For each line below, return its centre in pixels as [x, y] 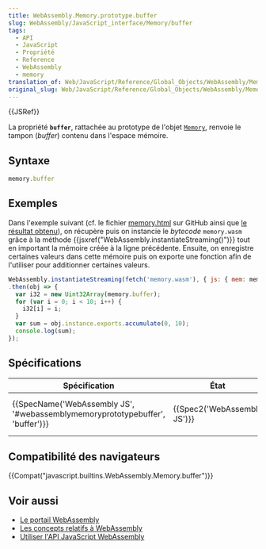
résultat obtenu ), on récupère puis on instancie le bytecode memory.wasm [125, 231]
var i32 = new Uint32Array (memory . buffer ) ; [88, 294]
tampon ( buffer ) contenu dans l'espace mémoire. [88, 136]
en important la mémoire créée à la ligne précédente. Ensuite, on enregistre [131, 248]
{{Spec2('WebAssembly [218, 409]
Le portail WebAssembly [59, 520]
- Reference [35, 60]
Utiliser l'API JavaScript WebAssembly [82, 537]
